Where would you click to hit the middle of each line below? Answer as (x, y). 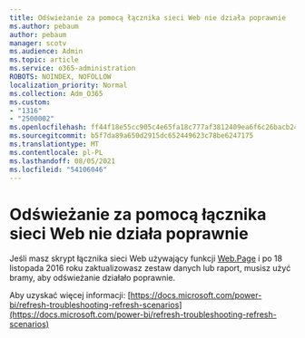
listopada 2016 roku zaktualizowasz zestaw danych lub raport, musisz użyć (150, 268)
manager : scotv (38, 43)
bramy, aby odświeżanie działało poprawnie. (92, 278)
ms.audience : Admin (46, 52)
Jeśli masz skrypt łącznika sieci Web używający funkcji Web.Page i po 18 (146, 258)
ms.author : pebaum (44, 26)
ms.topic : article (44, 60)
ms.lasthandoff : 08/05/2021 (63, 161)
